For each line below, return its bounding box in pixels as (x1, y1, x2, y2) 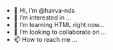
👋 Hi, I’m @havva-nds (13, 7, 75, 14)
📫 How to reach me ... (13, 36, 77, 43)
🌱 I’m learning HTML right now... (13, 21, 105, 28)
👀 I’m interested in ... (13, 14, 72, 22)
